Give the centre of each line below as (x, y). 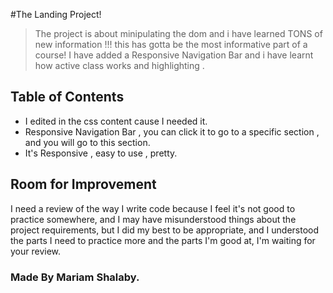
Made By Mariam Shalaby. (75, 277)
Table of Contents (67, 97)
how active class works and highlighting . (119, 65)
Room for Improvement (83, 184)
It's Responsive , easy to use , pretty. (101, 153)
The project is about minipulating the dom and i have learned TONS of (178, 33)
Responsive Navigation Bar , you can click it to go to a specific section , (172, 131)
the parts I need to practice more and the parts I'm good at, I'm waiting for (163, 240)
